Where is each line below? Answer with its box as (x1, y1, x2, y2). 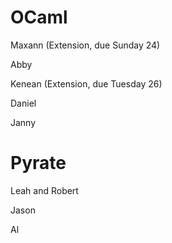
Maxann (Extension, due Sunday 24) (10, 39, 161, 51)
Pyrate (10, 152, 67, 175)
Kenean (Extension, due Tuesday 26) (10, 77, 163, 90)
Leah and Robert (10, 184, 79, 196)
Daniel (10, 97, 37, 109)
